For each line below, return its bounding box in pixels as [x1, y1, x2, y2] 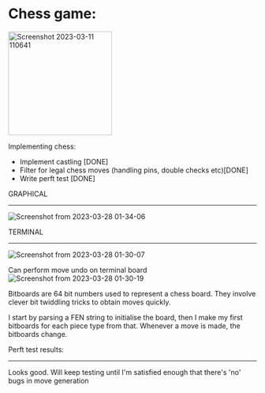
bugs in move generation [8, 376, 89, 385]
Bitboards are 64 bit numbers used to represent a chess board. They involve [8, 289, 256, 298]
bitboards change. [8, 329, 68, 338]
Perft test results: [8, 345, 65, 354]
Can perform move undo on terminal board [8, 265, 147, 274]
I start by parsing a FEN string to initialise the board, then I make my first [8, 312, 243, 322]
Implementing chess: [8, 142, 77, 151]
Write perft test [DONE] [19, 173, 96, 183]
